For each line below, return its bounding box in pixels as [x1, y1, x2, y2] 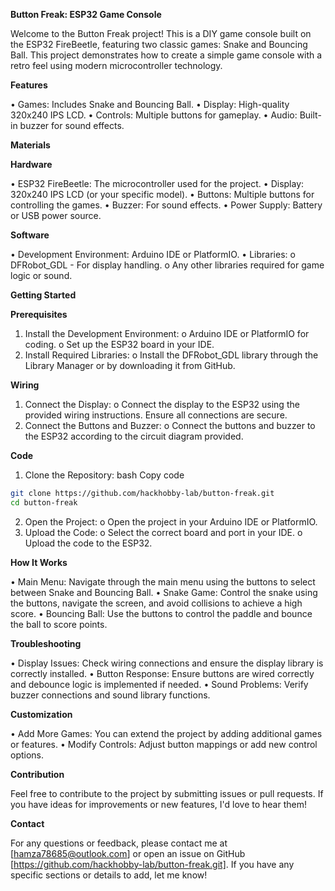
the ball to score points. [10, 618, 108, 630]
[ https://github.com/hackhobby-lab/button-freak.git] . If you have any [10, 858, 295, 870]
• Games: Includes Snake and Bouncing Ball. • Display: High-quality [10, 99, 290, 110]
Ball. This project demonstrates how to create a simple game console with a [10, 49, 323, 61]
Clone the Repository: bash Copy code [24, 469, 185, 481]
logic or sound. [10, 270, 73, 281]
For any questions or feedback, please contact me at [10, 837, 228, 849]
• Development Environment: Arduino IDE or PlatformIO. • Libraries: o [10, 249, 296, 260]
